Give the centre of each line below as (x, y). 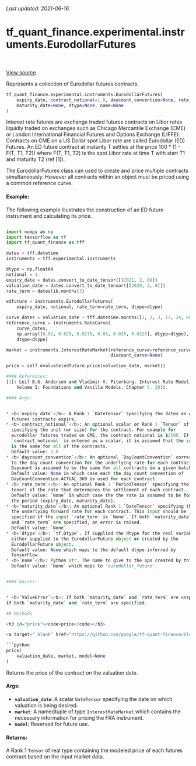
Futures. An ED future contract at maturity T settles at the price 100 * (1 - (93, 147)
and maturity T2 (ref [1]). (36, 159)
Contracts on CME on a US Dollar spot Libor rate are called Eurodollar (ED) (96, 141)
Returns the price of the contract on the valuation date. (72, 672)
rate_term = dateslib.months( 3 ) (45, 291)
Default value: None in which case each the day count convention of (97, 474)
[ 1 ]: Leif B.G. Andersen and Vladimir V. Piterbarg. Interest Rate (90, 382)
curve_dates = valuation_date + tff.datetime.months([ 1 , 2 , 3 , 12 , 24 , (95, 318)
